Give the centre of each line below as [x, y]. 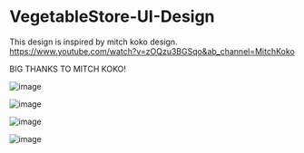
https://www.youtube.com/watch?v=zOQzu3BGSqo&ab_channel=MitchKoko [152, 51]
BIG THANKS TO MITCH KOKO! [68, 69]
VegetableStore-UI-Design [112, 17]
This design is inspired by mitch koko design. [94, 42]
